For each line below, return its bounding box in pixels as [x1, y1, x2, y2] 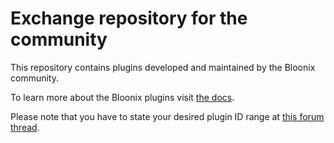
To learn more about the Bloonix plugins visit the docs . [10, 91, 235, 103]
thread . [10, 121, 40, 133]
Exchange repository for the [10, 7, 248, 30]
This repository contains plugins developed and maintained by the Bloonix [10, 61, 316, 73]
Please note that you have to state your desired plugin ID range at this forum [10, 110, 325, 122]
